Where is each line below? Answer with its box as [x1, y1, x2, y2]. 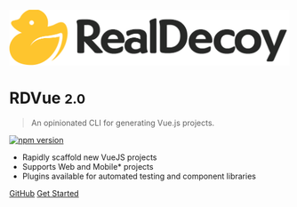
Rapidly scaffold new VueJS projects [21, 152, 157, 163]
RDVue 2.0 [9, 88, 86, 108]
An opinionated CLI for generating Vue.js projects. [30, 117, 215, 128]
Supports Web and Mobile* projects [21, 161, 154, 171]
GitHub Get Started [9, 187, 79, 198]
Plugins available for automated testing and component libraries [21, 171, 256, 181]
